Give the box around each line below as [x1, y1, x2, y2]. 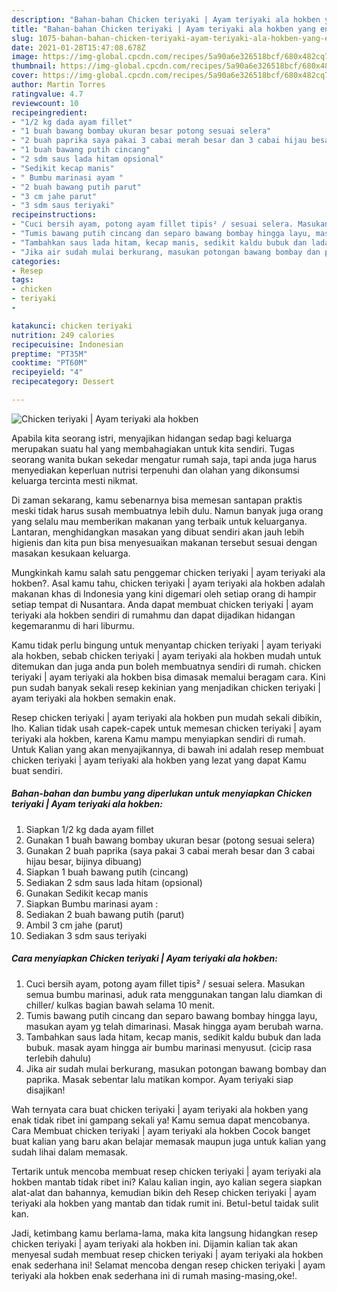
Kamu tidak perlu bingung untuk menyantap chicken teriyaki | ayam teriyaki [11, 639, 322, 651]
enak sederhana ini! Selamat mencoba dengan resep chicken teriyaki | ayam [11, 1259, 326, 1271]
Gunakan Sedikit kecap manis [25, 887, 149, 899]
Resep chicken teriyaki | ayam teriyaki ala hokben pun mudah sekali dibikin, [11, 711, 323, 723]
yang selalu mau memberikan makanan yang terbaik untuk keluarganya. [11, 515, 308, 527]
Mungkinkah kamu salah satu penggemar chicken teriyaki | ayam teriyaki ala [11, 566, 326, 578]
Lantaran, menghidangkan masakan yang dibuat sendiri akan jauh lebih [11, 526, 305, 538]
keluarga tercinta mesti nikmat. [11, 474, 139, 486]
